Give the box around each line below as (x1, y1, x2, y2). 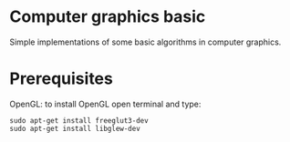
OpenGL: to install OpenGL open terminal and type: (9, 98, 202, 109)
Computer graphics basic (9, 6, 206, 27)
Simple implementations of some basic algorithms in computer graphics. (9, 36, 282, 47)
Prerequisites (9, 68, 114, 89)
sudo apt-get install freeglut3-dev (9, 116, 149, 125)
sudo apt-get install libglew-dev (9, 124, 141, 133)
